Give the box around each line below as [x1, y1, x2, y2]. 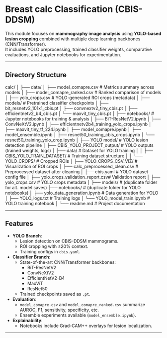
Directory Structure [5, 71, 67, 79]
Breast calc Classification [5, 3, 113, 15]
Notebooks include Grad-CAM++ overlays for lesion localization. [19, 323, 153, 329]
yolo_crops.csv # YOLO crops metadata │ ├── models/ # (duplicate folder [5, 179, 158, 185]
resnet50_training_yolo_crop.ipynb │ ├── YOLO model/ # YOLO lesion [5, 137, 148, 143]
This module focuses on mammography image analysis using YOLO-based [5, 30, 162, 36]
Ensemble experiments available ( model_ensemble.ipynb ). [19, 312, 137, 318]
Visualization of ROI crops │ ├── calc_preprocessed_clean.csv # [5, 163, 139, 169]
